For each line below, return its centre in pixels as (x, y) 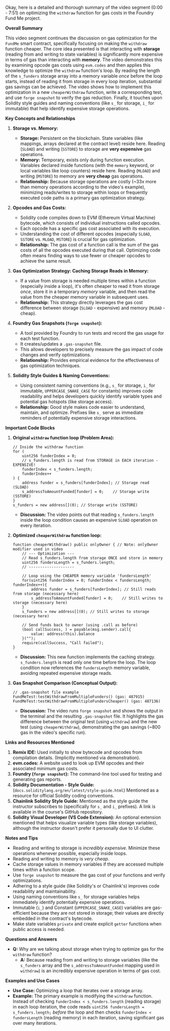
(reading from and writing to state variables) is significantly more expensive (84, 54)
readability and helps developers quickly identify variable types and (91, 396)
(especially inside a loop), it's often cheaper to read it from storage (90, 286)
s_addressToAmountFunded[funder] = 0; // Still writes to (97, 598)
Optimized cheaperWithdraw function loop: (57, 535)
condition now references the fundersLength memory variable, (85, 668)
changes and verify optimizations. (56, 355)
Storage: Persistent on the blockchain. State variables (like (81, 138)
